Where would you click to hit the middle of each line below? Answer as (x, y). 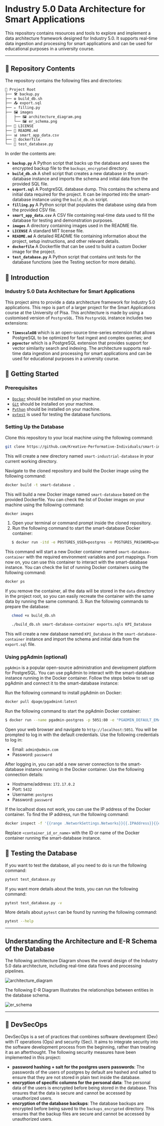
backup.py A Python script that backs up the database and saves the (81, 163)
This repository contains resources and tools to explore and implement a (78, 33)
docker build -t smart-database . (40, 485)
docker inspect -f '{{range (34, 823)
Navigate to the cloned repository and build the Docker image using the (77, 471)
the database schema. (27, 995)
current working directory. (31, 461)
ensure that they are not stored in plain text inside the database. (76, 1077)
